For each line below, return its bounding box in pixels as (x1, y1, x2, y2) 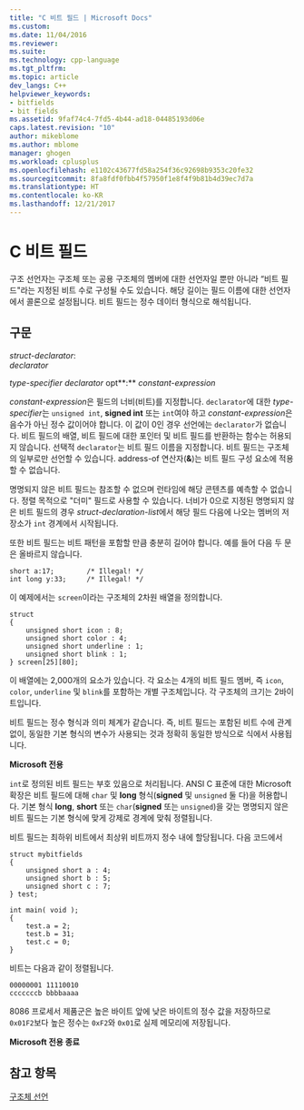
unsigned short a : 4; (25, 865, 112, 874)
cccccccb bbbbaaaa (9, 988, 79, 997)
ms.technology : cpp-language (9, 55, 120, 65)
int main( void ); (9, 905, 79, 914)
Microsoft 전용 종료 (9, 1036, 80, 1047)
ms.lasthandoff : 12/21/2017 (9, 199, 116, 209)
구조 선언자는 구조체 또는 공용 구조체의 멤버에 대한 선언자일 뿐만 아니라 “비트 (9, 273, 279, 284)
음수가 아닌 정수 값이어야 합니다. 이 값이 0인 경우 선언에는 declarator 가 (9, 419, 263, 429)
